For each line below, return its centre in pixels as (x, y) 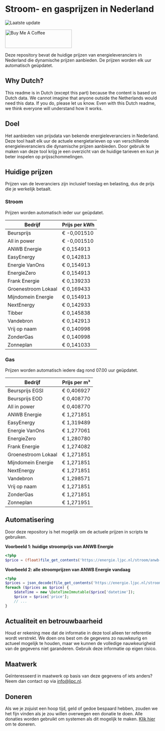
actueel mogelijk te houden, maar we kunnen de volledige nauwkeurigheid (80, 643)
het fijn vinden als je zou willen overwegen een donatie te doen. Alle (74, 714)
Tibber (15, 313)
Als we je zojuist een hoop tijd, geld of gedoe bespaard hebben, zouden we (82, 708)
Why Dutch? (25, 81)
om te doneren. (21, 724)
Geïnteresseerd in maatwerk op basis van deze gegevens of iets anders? (79, 676)
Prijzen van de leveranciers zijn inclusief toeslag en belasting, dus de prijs (80, 184)
